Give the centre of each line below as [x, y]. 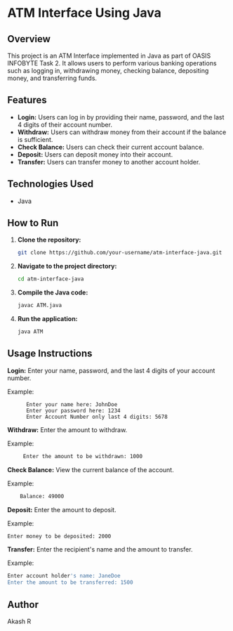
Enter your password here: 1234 [73, 410]
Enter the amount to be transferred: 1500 [70, 583]
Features [27, 100]
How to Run [33, 223]
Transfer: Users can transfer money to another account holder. [109, 162]
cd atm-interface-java [51, 279]
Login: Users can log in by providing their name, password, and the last [121, 117]
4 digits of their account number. [65, 124]
